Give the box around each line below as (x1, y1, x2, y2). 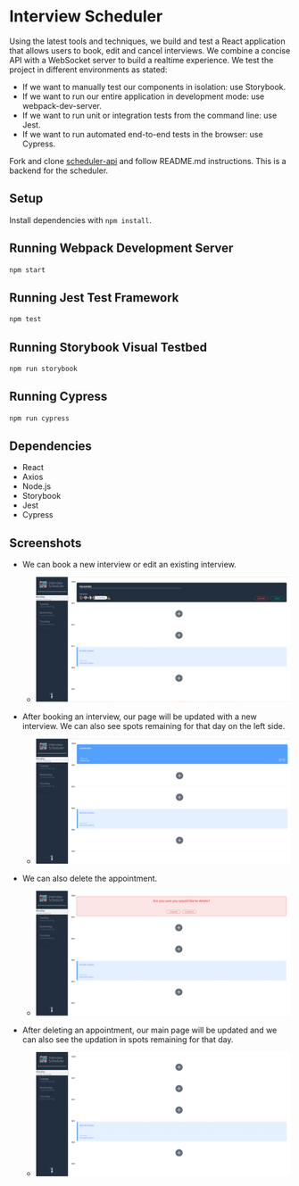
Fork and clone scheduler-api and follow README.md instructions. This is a (9, 155, 287, 166)
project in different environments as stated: (9, 64, 168, 75)
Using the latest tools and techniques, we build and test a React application (9, 36, 286, 46)
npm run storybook (9, 364, 78, 373)
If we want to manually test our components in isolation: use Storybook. (21, 81, 287, 92)
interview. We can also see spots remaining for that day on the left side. (21, 721, 286, 732)
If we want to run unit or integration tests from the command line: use (21, 110, 278, 120)
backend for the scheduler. (9, 165, 109, 176)
